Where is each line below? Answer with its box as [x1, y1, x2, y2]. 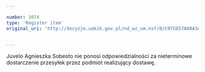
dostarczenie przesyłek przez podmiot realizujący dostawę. [6, 59, 156, 67]
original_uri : [6, 25, 43, 31]
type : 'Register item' [6, 19, 64, 26]
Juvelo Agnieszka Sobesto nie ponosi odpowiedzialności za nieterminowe [6, 53, 192, 60]
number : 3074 [6, 14, 40, 20]
